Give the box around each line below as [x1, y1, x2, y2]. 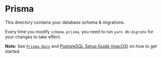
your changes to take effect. [5, 34, 61, 40]
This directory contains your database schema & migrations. [5, 19, 125, 25]
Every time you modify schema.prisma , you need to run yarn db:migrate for [5, 29, 154, 34]
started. [5, 48, 21, 54]
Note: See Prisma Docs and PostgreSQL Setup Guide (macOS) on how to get [5, 43, 157, 49]
